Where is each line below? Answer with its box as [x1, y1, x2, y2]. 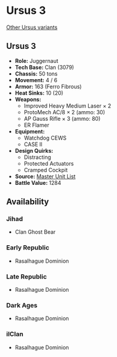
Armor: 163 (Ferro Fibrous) [14, 83, 82, 90]
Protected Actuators [23, 159, 74, 167]
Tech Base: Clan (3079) [14, 63, 74, 71]
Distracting [23, 153, 52, 161]
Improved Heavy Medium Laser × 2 [23, 102, 112, 109]
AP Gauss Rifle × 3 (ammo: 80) [23, 115, 101, 122]
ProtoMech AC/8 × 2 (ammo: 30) [23, 108, 106, 115]
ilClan [6, 330, 24, 338]
